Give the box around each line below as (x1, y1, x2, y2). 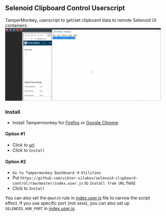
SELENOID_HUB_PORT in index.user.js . (5, 206, 76, 212)
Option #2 (5, 159, 26, 164)
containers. (5, 22, 28, 28)
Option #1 (5, 131, 26, 137)
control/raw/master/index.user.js (12, 181, 83, 186)
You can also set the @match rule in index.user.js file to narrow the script (5, 195, 150, 201)
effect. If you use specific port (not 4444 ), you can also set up (5, 200, 130, 206)
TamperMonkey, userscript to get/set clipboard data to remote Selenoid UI (5, 17, 157, 23)
